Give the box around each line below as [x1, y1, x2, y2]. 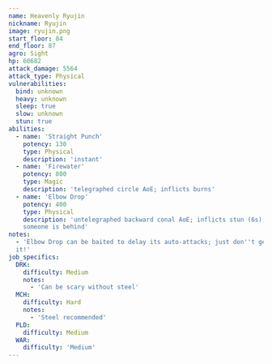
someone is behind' [23, 223, 89, 231]
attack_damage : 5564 [8, 65, 79, 73]
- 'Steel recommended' [29, 313, 107, 321]
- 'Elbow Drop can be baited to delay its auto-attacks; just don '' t [15, 238, 255, 246]
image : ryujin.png [8, 27, 70, 35]
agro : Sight [8, 49, 49, 58]
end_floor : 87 [8, 42, 57, 50]
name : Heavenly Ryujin [8, 11, 85, 20]
